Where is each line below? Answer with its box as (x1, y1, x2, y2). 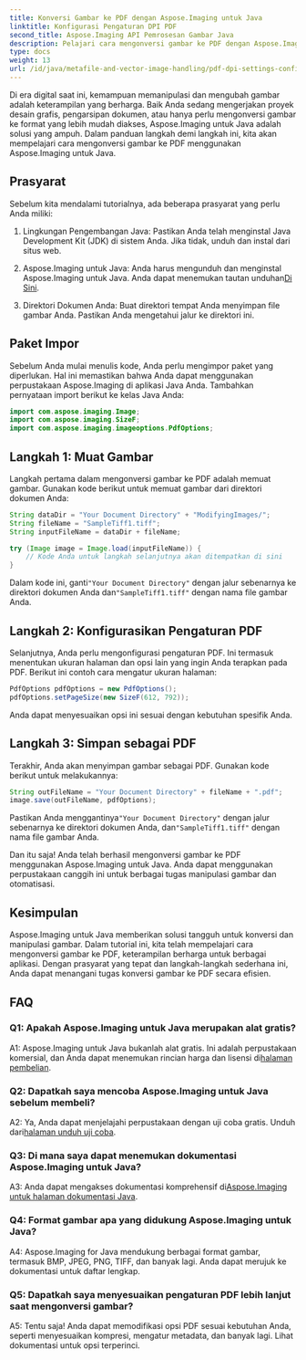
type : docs (9, 47, 51, 57)
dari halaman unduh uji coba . (9, 1126, 117, 1137)
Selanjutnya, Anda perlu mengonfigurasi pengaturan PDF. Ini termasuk (9, 647, 274, 658)
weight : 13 (9, 56, 51, 65)
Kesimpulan (9, 905, 79, 920)
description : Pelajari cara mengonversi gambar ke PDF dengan (9, 38, 250, 48)
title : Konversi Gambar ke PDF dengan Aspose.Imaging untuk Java (9, 13, 262, 23)
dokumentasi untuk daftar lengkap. (9, 1265, 141, 1276)
